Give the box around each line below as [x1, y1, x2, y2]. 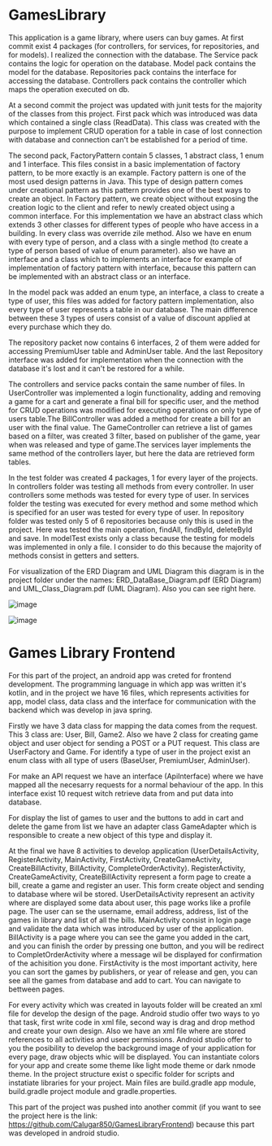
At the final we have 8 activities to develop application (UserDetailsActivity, [8, 846, 260, 856]
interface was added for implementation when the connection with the [8, 355, 244, 364]
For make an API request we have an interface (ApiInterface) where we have [8, 771, 264, 781]
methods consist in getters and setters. [8, 551, 140, 560]
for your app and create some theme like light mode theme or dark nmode [8, 1060, 256, 1070]
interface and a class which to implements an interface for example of [8, 254, 242, 264]
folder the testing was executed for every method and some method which [8, 499, 258, 508]
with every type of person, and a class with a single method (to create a [8, 237, 249, 246]
